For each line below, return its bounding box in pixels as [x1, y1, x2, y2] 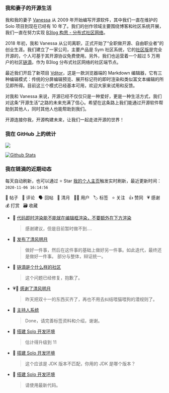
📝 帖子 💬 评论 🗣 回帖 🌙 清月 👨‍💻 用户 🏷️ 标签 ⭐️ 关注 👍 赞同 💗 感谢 [5, 194, 160, 201]
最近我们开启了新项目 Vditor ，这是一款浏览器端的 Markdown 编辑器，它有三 [5, 70, 162, 76]
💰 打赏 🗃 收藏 [5, 202, 38, 208]
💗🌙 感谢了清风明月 [12, 285, 51, 291]
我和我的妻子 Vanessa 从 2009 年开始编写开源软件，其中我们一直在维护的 [5, 17, 158, 23]
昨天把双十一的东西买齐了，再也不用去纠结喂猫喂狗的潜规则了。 [25, 296, 157, 302]
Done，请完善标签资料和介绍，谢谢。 [25, 317, 103, 324]
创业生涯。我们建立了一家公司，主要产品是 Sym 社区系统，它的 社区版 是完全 [5, 46, 162, 53]
